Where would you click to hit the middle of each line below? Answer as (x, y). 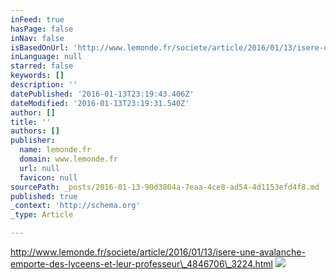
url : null (39, 168)
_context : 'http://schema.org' (75, 206)
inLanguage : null (46, 57)
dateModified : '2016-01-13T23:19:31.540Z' (100, 103)
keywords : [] (37, 76)
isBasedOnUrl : (40, 47)
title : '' (31, 122)
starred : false (42, 66)
